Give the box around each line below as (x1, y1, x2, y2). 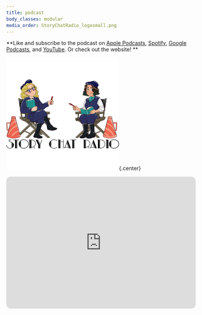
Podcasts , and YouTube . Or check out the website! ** (6, 46, 138, 53)
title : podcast (6, 10, 44, 16)
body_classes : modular (6, 16, 63, 22)
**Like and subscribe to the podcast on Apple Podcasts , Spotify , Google (6, 40, 187, 47)
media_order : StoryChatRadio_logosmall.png (6, 22, 117, 28)
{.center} (119, 165, 141, 172)
